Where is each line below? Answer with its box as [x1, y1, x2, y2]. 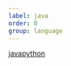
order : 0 [8, 19, 38, 27]
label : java [8, 11, 48, 20]
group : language [8, 27, 63, 35]
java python [8, 49, 46, 59]
